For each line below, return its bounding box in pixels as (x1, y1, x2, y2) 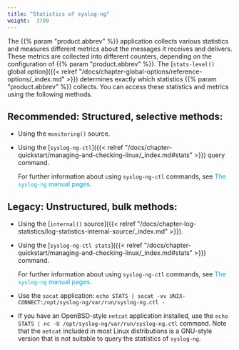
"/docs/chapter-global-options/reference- (78, 67, 203, 76)
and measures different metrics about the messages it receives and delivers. (7, 44, 233, 53)
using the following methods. (7, 90, 93, 99)
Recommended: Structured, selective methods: (7, 110, 223, 122)
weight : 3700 (7, 17, 50, 24)
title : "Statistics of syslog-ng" (7, 10, 111, 18)
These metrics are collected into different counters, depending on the (7, 51, 212, 61)
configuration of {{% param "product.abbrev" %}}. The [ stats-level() (7, 59, 215, 68)
